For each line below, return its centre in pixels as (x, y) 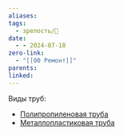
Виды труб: (27, 98)
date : (17, 38)
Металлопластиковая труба (67, 122)
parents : (23, 68)
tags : (17, 23)
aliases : (23, 16)
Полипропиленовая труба (64, 114)
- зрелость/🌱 (37, 31)
